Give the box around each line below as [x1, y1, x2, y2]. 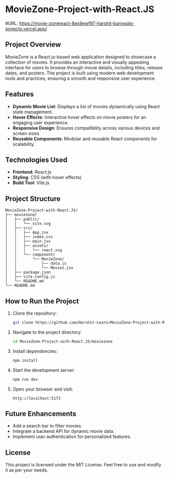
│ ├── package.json [5, 270, 51, 275]
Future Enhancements [5, 409, 77, 418]
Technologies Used [5, 155, 67, 164]
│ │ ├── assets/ [5, 243, 49, 248]
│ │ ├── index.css [5, 234, 53, 240]
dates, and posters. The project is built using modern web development [5, 70, 154, 76]
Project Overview [5, 40, 61, 49]
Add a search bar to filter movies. [12, 423, 82, 429]
